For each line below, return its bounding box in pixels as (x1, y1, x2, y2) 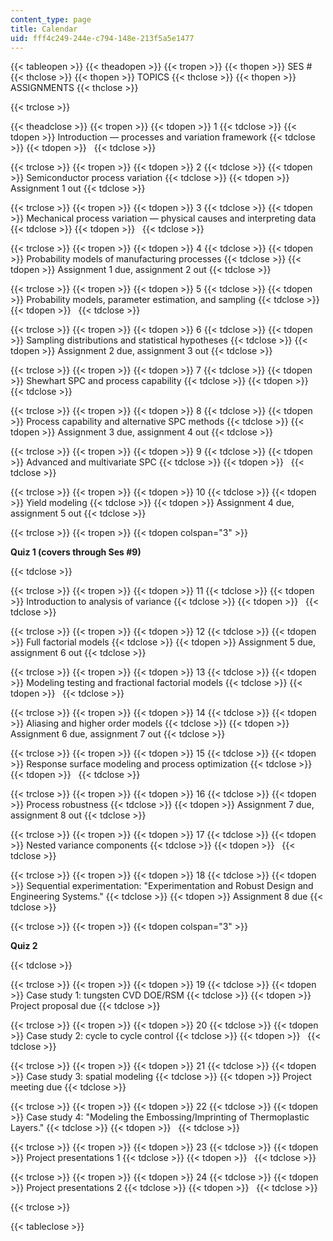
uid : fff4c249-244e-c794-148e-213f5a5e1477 (10, 33, 195, 43)
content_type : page (10, 14, 92, 25)
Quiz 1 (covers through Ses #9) (10, 546, 142, 558)
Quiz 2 (10, 940, 38, 952)
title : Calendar (10, 24, 78, 34)
